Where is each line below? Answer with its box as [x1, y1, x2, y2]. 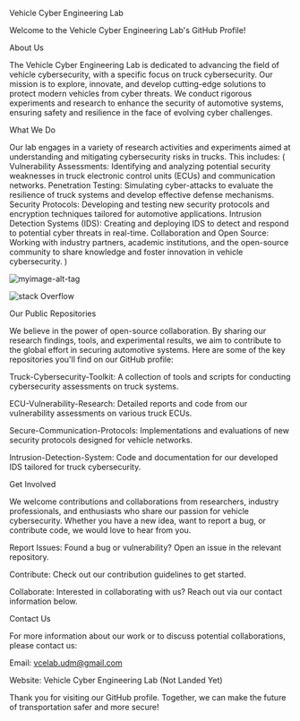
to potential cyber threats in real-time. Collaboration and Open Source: [9, 227, 270, 238]
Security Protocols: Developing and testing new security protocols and [9, 199, 270, 210]
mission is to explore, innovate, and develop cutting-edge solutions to [9, 79, 267, 89]
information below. [9, 596, 78, 606]
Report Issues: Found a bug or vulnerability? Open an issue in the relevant [9, 542, 282, 553]
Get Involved [9, 479, 56, 489]
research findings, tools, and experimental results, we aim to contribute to [9, 335, 282, 346]
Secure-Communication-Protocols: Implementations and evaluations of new [9, 425, 289, 435]
